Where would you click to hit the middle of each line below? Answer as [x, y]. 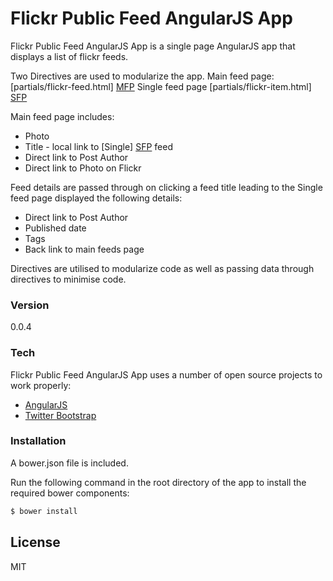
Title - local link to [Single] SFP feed [98, 146]
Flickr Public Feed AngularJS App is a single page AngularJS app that [153, 46]
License [35, 542]
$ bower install [44, 511]
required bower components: [70, 493]
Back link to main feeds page [84, 249]
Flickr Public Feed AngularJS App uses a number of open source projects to [166, 374]
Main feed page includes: [62, 116]
